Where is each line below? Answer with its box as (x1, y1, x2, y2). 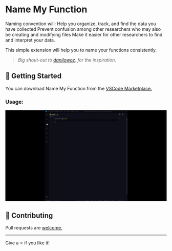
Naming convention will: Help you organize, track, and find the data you (5, 21, 156, 27)
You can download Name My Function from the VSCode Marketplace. (5, 85, 153, 91)
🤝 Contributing (5, 211, 53, 220)
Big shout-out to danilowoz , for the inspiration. (17, 56, 117, 63)
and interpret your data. (5, 37, 55, 43)
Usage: (5, 98, 24, 105)
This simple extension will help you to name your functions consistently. (5, 47, 157, 53)
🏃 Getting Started (5, 72, 62, 81)
